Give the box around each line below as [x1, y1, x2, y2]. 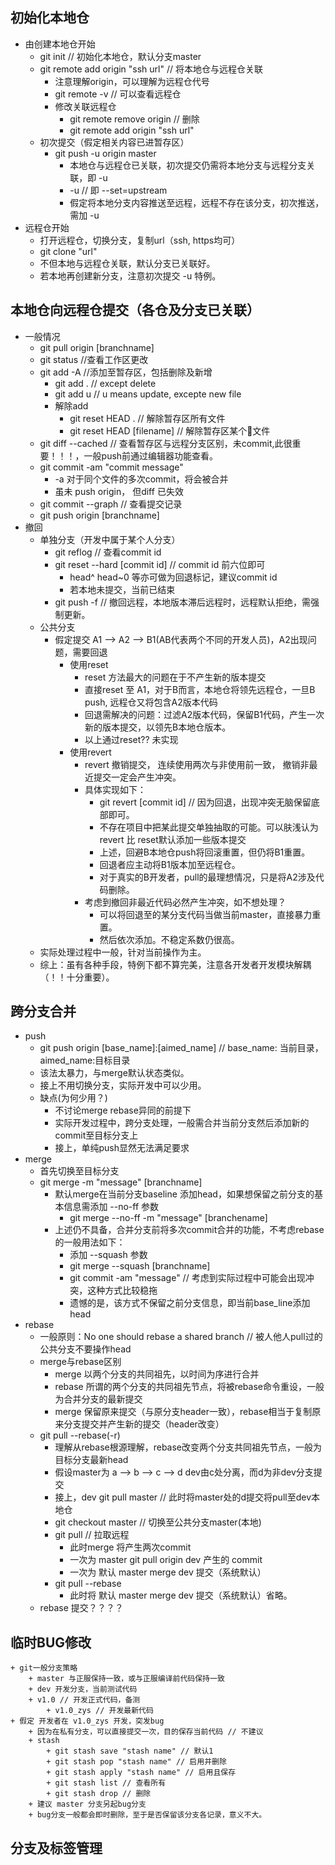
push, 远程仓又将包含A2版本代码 [84, 696, 218, 708]
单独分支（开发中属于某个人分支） [39, 533, 181, 545]
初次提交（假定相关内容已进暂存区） [39, 136, 190, 148]
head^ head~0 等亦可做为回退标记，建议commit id [69, 571, 278, 583]
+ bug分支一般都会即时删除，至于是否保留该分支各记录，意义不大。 [28, 1810, 267, 1820]
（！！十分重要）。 [39, 971, 115, 983]
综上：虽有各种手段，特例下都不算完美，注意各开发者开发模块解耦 [39, 958, 312, 970]
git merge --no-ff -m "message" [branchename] [69, 1212, 268, 1224]
